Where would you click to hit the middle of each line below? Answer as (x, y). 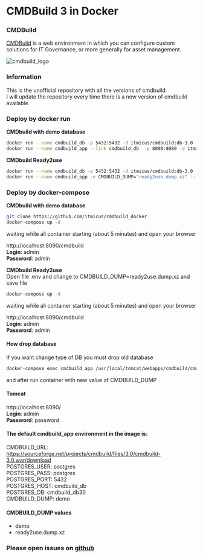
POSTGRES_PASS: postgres (41, 473)
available (18, 103)
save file (17, 283)
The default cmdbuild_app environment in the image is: (77, 434)
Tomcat (16, 394)
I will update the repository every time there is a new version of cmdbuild (97, 96)
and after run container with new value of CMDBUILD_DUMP (82, 380)
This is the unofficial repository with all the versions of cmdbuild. (87, 90)
